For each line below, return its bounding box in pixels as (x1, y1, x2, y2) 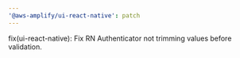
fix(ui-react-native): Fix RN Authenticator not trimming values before (8, 33, 232, 43)
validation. (8, 41, 42, 52)
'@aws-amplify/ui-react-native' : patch (8, 11, 141, 20)
